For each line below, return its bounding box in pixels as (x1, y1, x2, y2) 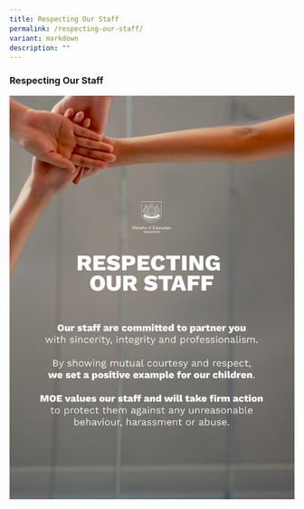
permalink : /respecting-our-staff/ (9, 24, 144, 34)
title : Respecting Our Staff (9, 14, 119, 24)
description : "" (9, 43, 71, 53)
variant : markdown (9, 34, 79, 43)
